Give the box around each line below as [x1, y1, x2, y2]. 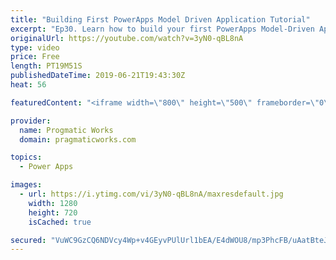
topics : [10, 152, 43, 163]
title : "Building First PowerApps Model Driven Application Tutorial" [10, 14, 311, 25]
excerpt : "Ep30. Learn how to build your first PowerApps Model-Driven [10, 24, 315, 34]
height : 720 [28, 207, 78, 218]
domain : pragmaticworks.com [19, 134, 137, 145]
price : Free [10, 52, 60, 62]
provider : [10, 116, 52, 126]
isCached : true [28, 217, 92, 227]
